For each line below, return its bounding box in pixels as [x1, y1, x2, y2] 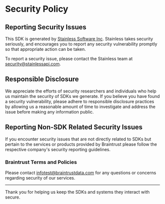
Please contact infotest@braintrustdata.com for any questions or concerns [5, 170, 156, 176]
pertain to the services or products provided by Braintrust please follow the [5, 141, 157, 147]
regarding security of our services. [5, 175, 76, 181]
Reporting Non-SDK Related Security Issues [5, 123, 143, 132]
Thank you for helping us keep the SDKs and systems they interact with [5, 189, 150, 195]
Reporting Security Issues [5, 23, 87, 31]
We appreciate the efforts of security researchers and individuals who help [5, 88, 157, 94]
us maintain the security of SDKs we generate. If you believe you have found [5, 93, 160, 99]
